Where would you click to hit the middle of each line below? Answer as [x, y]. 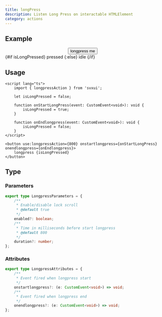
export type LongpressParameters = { [44, 196]
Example [19, 39]
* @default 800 [32, 232]
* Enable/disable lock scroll [47, 205]
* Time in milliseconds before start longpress [66, 228]
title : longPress [23, 10]
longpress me [82, 51]
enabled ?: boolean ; [34, 219]
